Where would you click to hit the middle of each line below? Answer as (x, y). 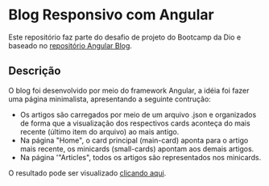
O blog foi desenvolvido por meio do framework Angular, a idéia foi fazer (129, 90)
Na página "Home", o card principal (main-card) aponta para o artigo (134, 140)
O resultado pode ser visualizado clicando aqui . (87, 173)
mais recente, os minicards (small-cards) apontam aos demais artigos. (137, 149)
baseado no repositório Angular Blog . (70, 45)
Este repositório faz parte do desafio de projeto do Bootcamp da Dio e (125, 37)
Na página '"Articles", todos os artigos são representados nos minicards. (141, 157)
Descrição (35, 71)
